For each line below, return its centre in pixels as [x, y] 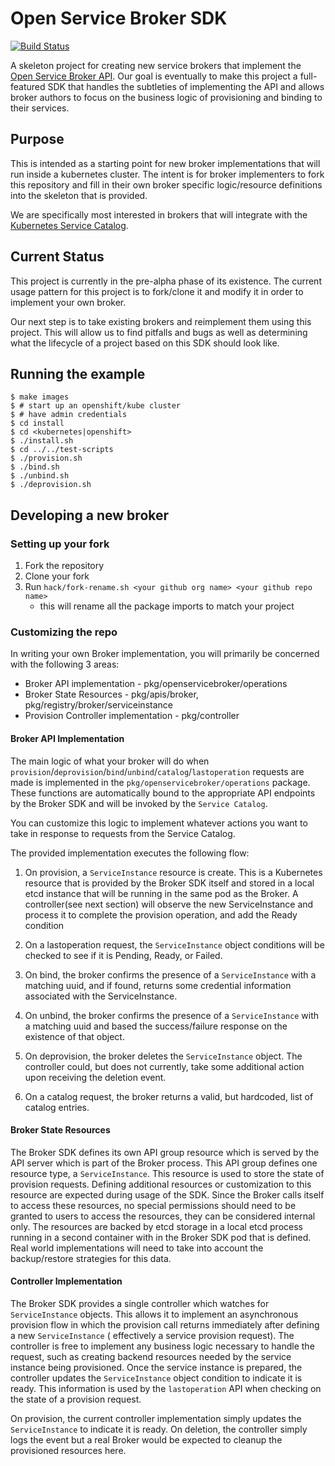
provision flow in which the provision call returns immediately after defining [165, 1324]
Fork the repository [64, 566]
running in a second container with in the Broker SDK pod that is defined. [161, 1237]
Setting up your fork [60, 544]
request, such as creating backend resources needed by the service [151, 1356]
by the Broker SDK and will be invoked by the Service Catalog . [139, 803]
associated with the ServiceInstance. [101, 996]
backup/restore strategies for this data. [91, 1258]
